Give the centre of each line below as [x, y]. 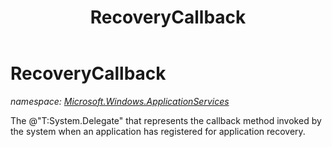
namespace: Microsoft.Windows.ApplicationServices [120, 101]
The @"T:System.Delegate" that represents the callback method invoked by [166, 120]
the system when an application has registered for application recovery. [158, 131]
